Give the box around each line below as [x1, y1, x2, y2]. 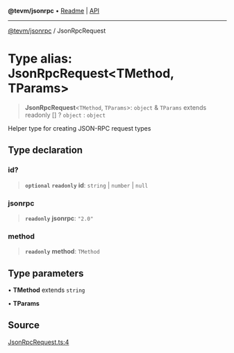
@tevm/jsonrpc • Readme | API [8, 7, 100, 15]
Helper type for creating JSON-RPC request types [8, 124, 151, 132]
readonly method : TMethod [24, 247, 100, 256]
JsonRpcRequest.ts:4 [8, 338, 69, 346]
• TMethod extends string [8, 286, 85, 295]
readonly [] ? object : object [24, 110, 106, 119]
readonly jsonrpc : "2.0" [24, 214, 94, 222]
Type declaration [8, 145, 83, 156]
